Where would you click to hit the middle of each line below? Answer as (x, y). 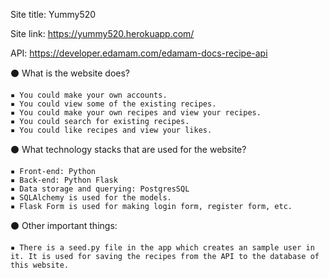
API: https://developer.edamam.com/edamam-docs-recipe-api (139, 53)
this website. (40, 265)
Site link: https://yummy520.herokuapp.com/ (102, 33)
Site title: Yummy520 (53, 14)
